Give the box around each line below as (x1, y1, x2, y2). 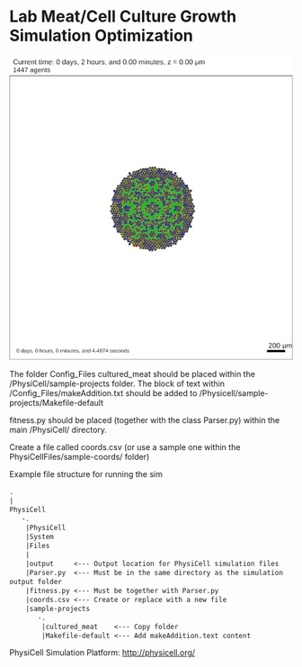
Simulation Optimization (9, 25, 193, 46)
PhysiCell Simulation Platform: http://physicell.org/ (9, 646, 196, 658)
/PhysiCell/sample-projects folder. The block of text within (9, 378, 225, 389)
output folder (9, 577, 63, 586)
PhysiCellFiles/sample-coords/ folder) (9, 451, 150, 462)
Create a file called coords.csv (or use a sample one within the (9, 441, 241, 452)
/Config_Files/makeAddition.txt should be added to (9, 387, 198, 398)
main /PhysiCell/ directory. (9, 424, 108, 435)
